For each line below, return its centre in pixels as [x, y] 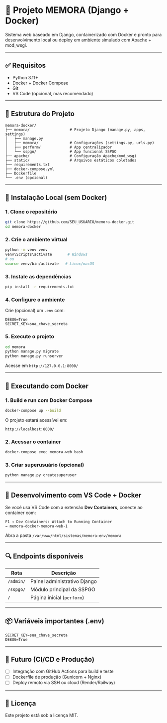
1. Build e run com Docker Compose [49, 400]
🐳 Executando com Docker [47, 386]
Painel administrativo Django [64, 581]
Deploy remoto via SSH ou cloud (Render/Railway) [64, 683]
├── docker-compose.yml [30, 169]
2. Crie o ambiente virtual [36, 239]
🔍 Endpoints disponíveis [44, 556]
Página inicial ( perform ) [57, 597]
